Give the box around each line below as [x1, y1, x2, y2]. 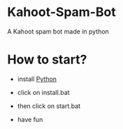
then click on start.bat [17, 102, 81, 110]
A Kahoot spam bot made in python [7, 27, 110, 36]
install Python [17, 75, 57, 83]
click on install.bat [17, 88, 70, 96]
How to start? [7, 52, 87, 68]
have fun [17, 115, 43, 123]
